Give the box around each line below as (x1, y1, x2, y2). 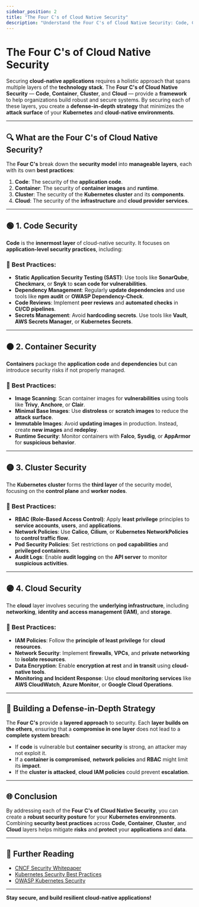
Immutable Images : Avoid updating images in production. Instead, (14, 420, 178, 427)
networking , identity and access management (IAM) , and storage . (6, 609, 172, 616)
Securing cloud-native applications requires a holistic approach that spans (6, 78, 191, 85)
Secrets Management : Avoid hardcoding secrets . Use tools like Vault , (14, 312, 188, 319)
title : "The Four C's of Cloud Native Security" (6, 14, 129, 20)
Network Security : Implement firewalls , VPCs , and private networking (14, 649, 190, 656)
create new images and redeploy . (14, 427, 99, 434)
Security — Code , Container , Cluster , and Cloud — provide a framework (6, 90, 187, 97)
